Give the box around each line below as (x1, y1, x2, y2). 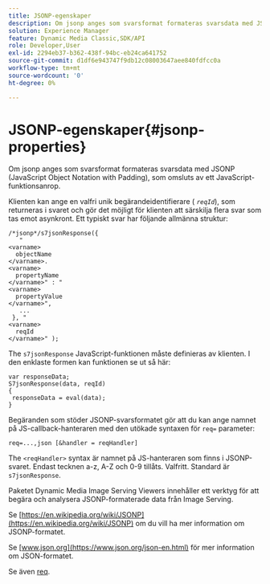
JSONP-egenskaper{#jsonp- (8, 120, 205, 139)
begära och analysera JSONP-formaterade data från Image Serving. (8, 495, 234, 504)
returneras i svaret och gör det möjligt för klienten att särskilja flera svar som (8, 206, 262, 215)
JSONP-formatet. (8, 527, 66, 537)
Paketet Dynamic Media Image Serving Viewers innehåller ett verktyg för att (8, 486, 260, 496)
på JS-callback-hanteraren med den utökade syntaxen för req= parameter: (8, 423, 256, 434)
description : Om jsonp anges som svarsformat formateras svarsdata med (8, 19, 253, 27)
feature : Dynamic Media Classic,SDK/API (8, 34, 146, 43)
